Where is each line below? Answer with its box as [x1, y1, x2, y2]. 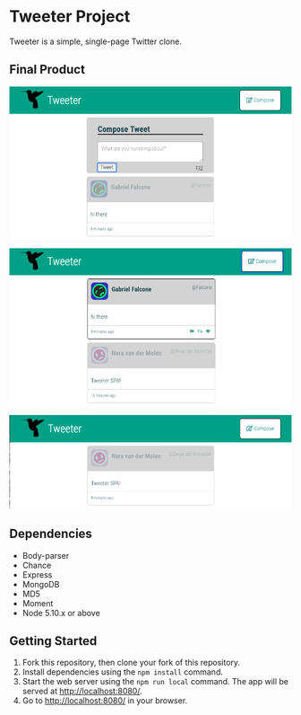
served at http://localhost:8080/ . [21, 685, 142, 697]
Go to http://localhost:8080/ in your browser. [21, 695, 188, 706]
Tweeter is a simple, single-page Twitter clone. [9, 36, 182, 47]
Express [21, 569, 53, 580]
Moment [21, 597, 54, 608]
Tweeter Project [9, 6, 131, 27]
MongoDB [21, 578, 60, 589]
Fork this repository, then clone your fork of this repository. [21, 658, 240, 668]
